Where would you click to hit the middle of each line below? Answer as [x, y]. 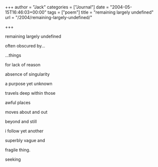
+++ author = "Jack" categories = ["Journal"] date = [57, 7]
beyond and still [21, 121]
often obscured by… [25, 46]
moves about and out [26, 112]
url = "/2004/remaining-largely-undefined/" [49, 17]
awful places [18, 103]
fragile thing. [18, 150]
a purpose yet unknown [29, 83]
